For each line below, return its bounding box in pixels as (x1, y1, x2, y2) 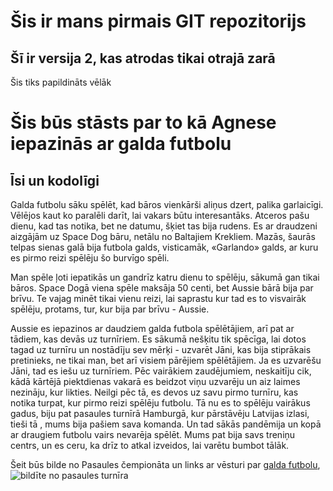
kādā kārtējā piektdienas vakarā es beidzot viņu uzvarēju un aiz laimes (10, 376, 301, 387)
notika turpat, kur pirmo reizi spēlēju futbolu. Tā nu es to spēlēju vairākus (10, 397, 311, 409)
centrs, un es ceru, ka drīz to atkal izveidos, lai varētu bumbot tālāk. (10, 440, 290, 451)
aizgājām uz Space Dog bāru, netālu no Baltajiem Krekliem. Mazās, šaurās (10, 231, 316, 242)
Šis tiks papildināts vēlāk (10, 76, 112, 88)
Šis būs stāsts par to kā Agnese (10, 111, 277, 134)
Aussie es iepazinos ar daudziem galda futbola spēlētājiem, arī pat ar (10, 323, 295, 334)
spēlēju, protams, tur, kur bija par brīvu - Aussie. (10, 303, 210, 315)
